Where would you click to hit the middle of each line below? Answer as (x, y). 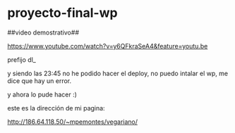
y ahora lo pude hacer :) (42, 94)
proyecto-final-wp (62, 13)
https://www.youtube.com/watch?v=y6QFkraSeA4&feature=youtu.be (108, 46)
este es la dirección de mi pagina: (56, 108)
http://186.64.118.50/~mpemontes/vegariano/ (73, 122)
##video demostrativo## (43, 32)
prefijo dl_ (22, 59)
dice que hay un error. (40, 81)
